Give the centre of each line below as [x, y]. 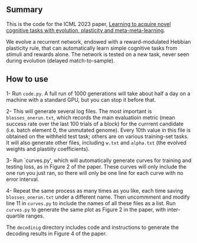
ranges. [35, 216]
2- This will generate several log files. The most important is [79, 111]
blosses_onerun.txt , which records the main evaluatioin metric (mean [91, 117]
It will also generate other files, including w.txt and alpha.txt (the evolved [96, 142]
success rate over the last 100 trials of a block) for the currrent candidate [95, 124]
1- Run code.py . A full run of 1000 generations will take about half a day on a [98, 93]
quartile [15, 216]
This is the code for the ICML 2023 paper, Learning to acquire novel [88, 24]
